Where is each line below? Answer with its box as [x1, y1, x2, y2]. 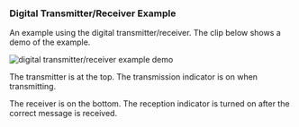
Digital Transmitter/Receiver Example [9, 7, 177, 20]
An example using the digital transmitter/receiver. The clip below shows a [9, 28, 281, 38]
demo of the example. [9, 37, 91, 47]
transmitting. [9, 81, 57, 92]
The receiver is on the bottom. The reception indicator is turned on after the [9, 98, 290, 109]
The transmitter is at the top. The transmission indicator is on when [9, 72, 258, 82]
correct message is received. [9, 108, 118, 119]
